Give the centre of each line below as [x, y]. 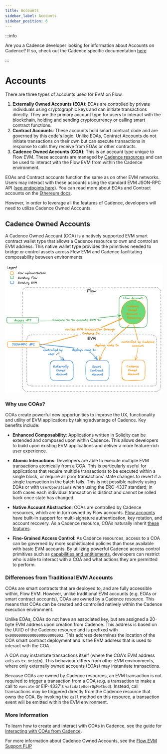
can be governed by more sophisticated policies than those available [83, 543]
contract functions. [32, 125]
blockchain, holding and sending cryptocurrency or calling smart [79, 120]
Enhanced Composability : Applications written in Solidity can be [79, 435]
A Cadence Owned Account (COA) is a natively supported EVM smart [77, 236]
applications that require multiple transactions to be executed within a [84, 471]
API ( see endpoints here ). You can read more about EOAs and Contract [78, 188]
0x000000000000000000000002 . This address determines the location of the [80, 635]
